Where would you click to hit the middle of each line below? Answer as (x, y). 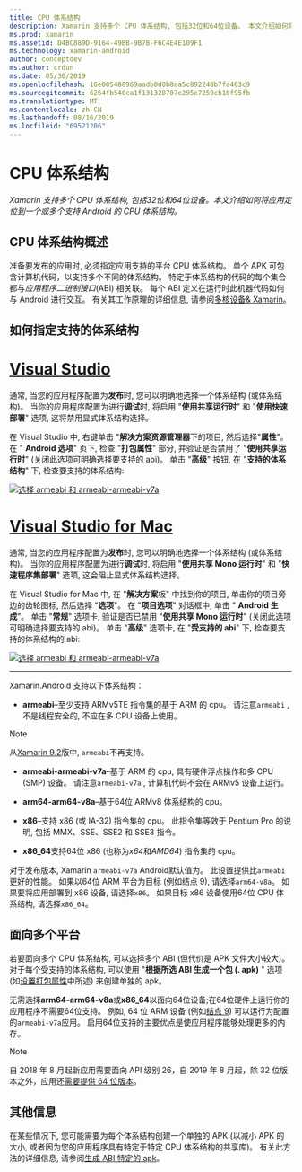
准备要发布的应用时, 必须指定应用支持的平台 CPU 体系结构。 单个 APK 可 (143, 265)
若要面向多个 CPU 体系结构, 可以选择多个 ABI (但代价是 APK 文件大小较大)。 (149, 958)
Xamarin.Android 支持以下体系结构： (77, 686)
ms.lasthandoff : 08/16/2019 (62, 118)
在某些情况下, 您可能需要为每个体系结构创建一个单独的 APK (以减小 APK (142, 1135)
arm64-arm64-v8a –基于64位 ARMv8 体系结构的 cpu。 (125, 802)
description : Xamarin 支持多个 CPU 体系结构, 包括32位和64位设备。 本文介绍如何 (149, 26)
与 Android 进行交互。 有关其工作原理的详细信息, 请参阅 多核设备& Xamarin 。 (150, 299)
